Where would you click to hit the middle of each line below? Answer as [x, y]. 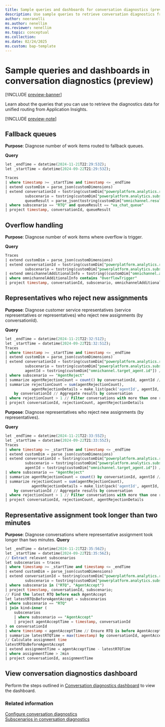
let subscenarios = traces [33, 563]
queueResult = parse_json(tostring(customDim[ [73, 201]
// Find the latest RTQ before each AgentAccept [56, 594]
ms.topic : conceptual [27, 32]
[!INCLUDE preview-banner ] [34, 94]
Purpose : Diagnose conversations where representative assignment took [79, 534]
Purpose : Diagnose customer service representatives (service [68, 310]
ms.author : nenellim [26, 23]
